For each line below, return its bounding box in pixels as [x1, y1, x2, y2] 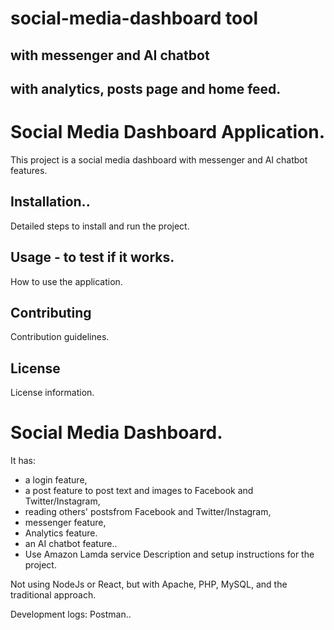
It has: [10, 455, 37, 467]
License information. [10, 387, 95, 399]
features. [10, 164, 48, 176]
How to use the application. [10, 275, 123, 287]
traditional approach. [10, 589, 97, 601]
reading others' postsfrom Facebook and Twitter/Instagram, [24, 506, 272, 518]
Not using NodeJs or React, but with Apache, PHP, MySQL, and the [10, 578, 288, 591]
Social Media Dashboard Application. [10, 121, 326, 144]
